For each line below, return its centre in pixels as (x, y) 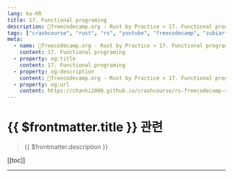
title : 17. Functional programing (57, 20)
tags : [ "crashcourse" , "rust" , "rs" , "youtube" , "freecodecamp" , (104, 33)
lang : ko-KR (24, 14)
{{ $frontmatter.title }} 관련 (85, 127)
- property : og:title (45, 59)
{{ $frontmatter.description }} (66, 147)
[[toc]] (16, 161)
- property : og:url (42, 84)
